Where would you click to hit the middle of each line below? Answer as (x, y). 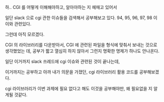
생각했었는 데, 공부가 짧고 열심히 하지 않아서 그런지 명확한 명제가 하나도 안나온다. (82, 51)
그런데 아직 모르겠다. (25, 34)
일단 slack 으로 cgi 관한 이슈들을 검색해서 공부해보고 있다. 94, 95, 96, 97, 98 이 (81, 18)
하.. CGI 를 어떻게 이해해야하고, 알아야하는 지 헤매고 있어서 (61, 7)
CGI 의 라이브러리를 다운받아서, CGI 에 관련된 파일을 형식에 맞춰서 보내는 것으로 (81, 45)
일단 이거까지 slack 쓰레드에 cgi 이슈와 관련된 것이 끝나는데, (63, 61)
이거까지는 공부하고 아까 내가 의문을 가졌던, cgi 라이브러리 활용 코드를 (72, 72)
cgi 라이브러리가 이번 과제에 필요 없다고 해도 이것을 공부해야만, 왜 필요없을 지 (79, 88)
